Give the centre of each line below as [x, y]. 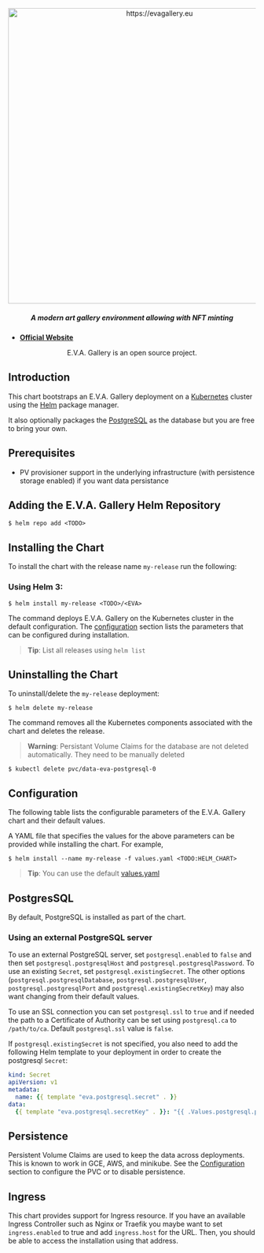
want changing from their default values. [74, 997]
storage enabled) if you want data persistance [94, 481]
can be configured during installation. [69, 634]
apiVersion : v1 [33, 1083]
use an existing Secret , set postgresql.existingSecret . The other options [126, 972]
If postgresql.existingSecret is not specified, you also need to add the [123, 1044]
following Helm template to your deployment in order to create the [115, 1052]
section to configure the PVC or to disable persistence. [97, 1172]
